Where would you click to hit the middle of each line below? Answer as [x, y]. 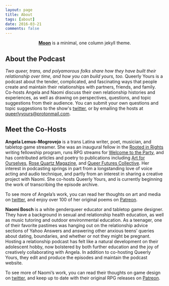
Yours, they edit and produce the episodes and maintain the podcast [76, 257]
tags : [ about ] [20, 19]
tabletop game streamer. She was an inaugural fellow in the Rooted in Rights [84, 147]
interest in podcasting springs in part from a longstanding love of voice [79, 168]
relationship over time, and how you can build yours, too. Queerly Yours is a [84, 76]
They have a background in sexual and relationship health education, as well [84, 214]
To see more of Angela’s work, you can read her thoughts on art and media [83, 194]
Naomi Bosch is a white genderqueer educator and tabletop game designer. [84, 209]
